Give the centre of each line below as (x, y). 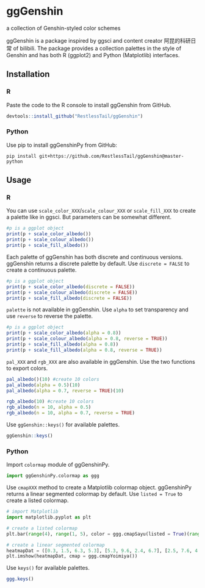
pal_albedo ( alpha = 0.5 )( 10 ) (43, 385)
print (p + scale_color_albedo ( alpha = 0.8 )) (64, 333)
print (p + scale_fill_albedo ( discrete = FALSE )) (69, 298)
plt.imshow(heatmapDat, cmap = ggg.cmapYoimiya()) (72, 556)
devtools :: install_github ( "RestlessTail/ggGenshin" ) (75, 116)
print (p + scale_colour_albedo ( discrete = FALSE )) (72, 292)
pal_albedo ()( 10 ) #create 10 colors (53, 379)
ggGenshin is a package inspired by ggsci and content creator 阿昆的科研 (99, 40)
